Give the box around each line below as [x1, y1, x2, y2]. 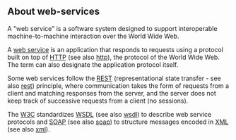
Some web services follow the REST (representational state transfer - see [7, 74, 221, 82]
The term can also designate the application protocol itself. [7, 60, 179, 69]
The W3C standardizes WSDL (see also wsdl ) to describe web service [7, 110, 212, 118]
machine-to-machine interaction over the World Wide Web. [7, 32, 179, 40]
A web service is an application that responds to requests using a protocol [7, 45, 224, 53]
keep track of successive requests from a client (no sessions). [7, 96, 189, 105]
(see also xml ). [7, 125, 51, 133]
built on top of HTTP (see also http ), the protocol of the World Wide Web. [7, 53, 220, 61]
